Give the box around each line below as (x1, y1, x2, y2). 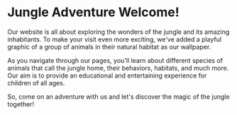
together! (7, 99, 34, 108)
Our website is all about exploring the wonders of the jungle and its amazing (7, 28, 230, 36)
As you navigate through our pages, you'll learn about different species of (7, 56, 224, 64)
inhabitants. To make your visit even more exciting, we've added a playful (7, 35, 222, 43)
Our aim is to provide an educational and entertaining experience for (7, 71, 207, 80)
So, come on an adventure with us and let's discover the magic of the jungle (7, 92, 230, 101)
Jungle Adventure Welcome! (7, 4, 180, 20)
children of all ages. (7, 78, 65, 87)
